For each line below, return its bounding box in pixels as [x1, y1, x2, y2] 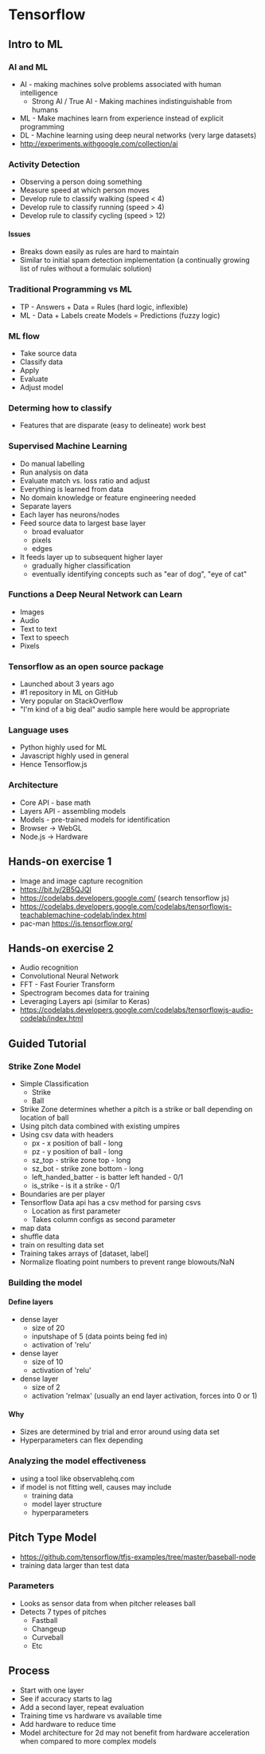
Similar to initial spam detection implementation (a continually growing [19, 256, 250, 265]
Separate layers [19, 501, 72, 510]
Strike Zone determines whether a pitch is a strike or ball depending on [19, 1105, 253, 1114]
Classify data [19, 357, 64, 367]
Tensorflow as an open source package [8, 661, 165, 672]
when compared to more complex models [19, 1736, 157, 1746]
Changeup [31, 1624, 66, 1633]
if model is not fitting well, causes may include [19, 1482, 172, 1491]
